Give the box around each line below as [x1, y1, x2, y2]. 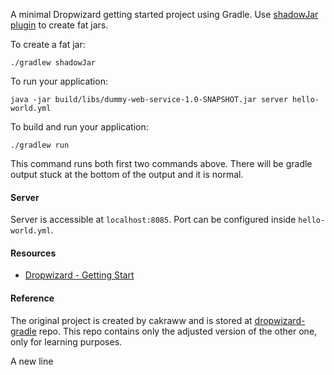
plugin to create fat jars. [10, 19, 109, 31]
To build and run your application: [10, 121, 149, 133]
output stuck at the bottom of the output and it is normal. [10, 169, 244, 180]
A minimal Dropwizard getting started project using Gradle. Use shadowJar [10, 9, 319, 20]
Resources [10, 247, 57, 259]
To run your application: [10, 75, 108, 87]
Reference [10, 292, 55, 304]
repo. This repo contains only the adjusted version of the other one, [38, 325, 318, 337]
